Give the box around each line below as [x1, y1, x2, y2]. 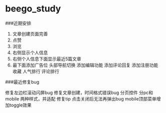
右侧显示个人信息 [12, 49, 48, 55]
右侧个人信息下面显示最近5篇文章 [12, 55, 82, 61]
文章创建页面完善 [12, 30, 48, 36]
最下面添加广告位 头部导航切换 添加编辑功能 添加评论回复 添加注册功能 [12, 62, 158, 68]
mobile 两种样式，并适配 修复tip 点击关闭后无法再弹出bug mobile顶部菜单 [5, 95, 157, 101]
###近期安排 [5, 20, 32, 26]
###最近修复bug [5, 78, 40, 85]
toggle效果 [9, 102, 32, 108]
